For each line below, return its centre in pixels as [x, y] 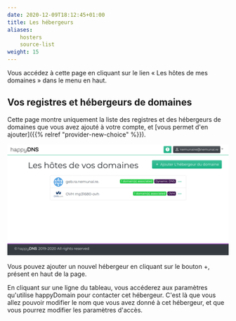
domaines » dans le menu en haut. [57, 80]
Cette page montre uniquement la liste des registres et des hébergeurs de [114, 119]
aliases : [20, 30]
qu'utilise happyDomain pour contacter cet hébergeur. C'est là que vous [112, 295]
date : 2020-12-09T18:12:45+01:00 [56, 15]
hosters [31, 37]
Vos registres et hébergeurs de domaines [100, 102]
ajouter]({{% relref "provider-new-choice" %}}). [77, 134]
